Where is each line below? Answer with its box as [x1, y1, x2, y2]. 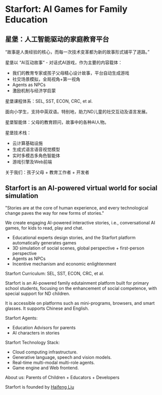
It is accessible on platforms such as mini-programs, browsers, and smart [5, 300, 155, 306]
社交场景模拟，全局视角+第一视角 [12, 76, 81, 82]
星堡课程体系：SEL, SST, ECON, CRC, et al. [5, 98, 93, 104]
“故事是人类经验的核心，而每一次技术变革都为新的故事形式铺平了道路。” [5, 49, 150, 55]
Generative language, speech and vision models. [12, 354, 112, 360]
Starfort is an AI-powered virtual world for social [5, 184, 158, 193]
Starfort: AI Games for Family [5, 3, 127, 15]
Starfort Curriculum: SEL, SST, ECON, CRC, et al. [5, 270, 105, 276]
